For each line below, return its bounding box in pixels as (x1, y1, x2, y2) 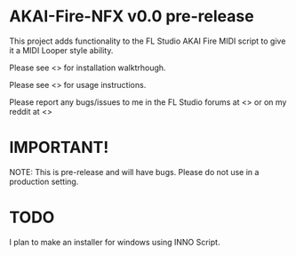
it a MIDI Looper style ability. (9, 44, 114, 55)
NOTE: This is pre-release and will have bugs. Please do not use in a (9, 166, 260, 177)
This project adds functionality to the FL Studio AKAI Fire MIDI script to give (9, 36, 286, 46)
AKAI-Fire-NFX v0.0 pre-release (9, 6, 255, 27)
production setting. (9, 176, 79, 187)
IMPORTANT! (9, 138, 109, 157)
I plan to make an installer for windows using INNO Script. (9, 236, 220, 247)
